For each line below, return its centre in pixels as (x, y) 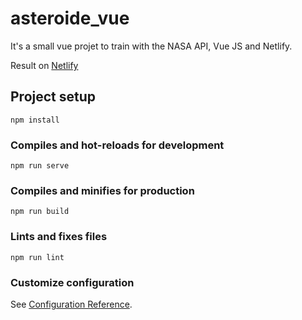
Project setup (53, 97)
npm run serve (40, 166)
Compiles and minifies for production (102, 190)
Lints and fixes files (59, 237)
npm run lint (37, 257)
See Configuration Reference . (71, 304)
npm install (35, 120)
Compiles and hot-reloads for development (117, 145)
